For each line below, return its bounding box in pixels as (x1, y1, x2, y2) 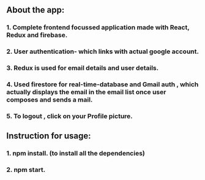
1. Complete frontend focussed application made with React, (6, 23, 190, 32)
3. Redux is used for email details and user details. (6, 64, 159, 72)
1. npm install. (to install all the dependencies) (6, 149, 145, 158)
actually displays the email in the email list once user (6, 88, 166, 97)
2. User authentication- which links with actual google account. (6, 47, 199, 56)
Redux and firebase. (6, 31, 68, 39)
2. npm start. (6, 165, 46, 174)
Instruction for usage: (6, 131, 91, 141)
